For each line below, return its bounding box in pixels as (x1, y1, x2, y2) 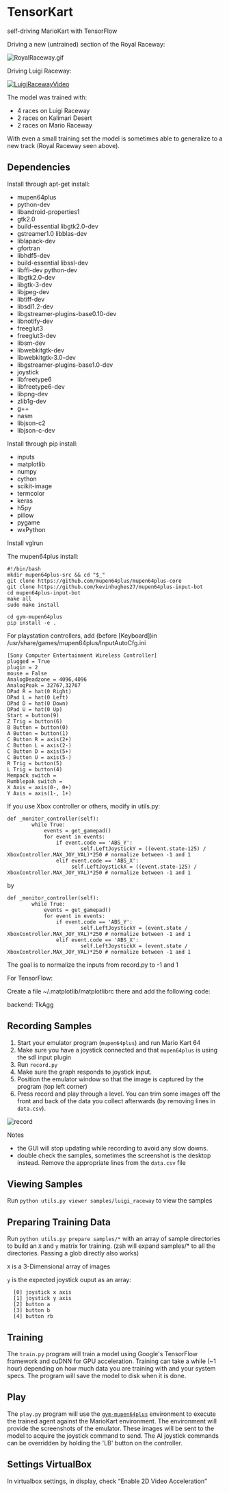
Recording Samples (7, 1020, 92, 1032)
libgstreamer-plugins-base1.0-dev (16, 361, 113, 369)
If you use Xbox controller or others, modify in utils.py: (7, 802, 161, 810)
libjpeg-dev (16, 287, 50, 296)
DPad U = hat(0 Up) (7, 706, 63, 713)
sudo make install (7, 601, 59, 608)
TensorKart (7, 4, 73, 20)
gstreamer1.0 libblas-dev (16, 229, 87, 237)
